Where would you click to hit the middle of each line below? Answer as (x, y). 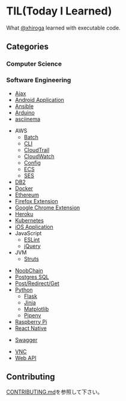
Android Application (39, 99)
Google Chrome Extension (47, 207)
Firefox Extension (36, 201)
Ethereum (27, 195)
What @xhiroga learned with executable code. (64, 28)
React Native (31, 328)
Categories (28, 47)
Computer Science (34, 64)
